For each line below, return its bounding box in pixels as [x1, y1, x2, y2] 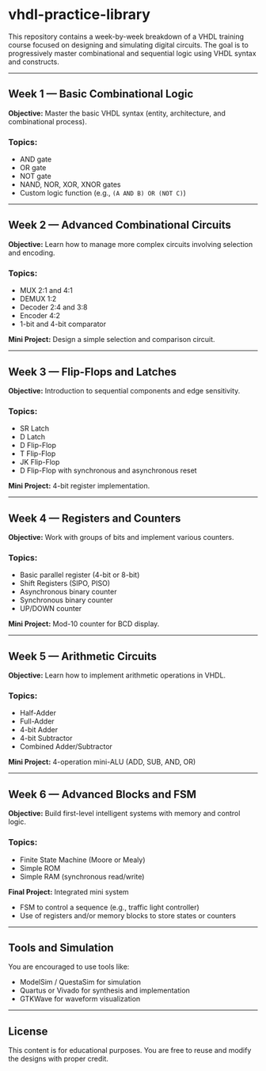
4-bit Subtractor [19, 734, 73, 743]
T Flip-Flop [19, 449, 56, 458]
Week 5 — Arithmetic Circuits [8, 649, 157, 663]
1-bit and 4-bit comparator [19, 319, 107, 329]
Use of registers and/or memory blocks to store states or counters [19, 910, 236, 920]
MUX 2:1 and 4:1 [19, 286, 73, 295]
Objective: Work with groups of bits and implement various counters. [8, 533, 235, 542]
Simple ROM [19, 863, 61, 872]
